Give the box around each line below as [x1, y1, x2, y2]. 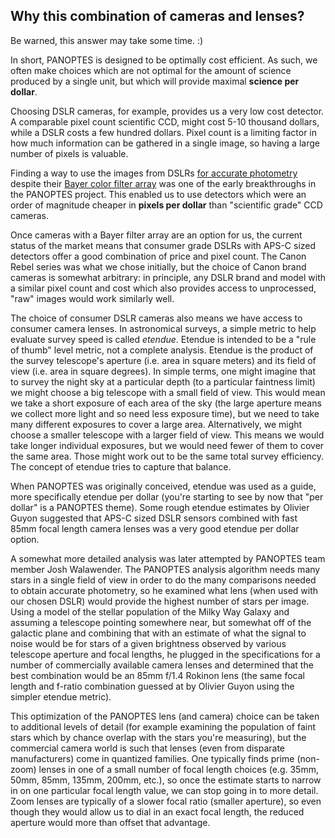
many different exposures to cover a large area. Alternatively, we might [10, 418, 303, 430]
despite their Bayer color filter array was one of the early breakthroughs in [10, 177, 317, 189]
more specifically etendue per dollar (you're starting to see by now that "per [10, 490, 324, 503]
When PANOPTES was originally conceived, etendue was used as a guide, [10, 480, 317, 492]
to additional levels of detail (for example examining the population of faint [10, 720, 317, 733]
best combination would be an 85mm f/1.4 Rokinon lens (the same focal [10, 669, 305, 681]
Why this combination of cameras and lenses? [10, 8, 305, 25]
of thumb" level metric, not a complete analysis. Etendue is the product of [10, 344, 314, 356]
